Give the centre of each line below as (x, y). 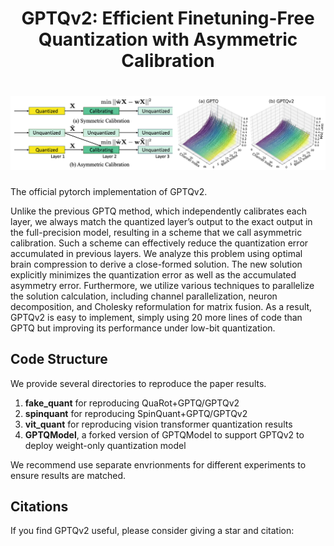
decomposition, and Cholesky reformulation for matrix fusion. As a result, (161, 306)
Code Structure (59, 359)
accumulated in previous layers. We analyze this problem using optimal (156, 253)
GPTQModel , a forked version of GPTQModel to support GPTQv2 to (164, 434)
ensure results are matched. (68, 475)
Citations (39, 506)
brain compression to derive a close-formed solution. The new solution (156, 264)
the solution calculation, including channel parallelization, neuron (144, 296)
